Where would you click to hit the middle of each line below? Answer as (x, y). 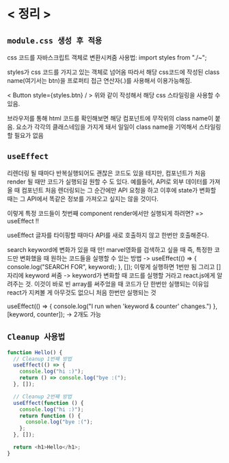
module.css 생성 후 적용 (55, 40)
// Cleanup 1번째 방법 (43, 359)
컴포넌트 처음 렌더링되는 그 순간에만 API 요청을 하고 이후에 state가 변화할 (119, 190)
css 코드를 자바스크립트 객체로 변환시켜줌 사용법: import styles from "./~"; (107, 58)
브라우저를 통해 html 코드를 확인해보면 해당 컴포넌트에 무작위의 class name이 (110, 118)
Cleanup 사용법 (36, 337)
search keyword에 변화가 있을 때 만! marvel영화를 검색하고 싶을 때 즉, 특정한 (110, 249)
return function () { (50, 416)
